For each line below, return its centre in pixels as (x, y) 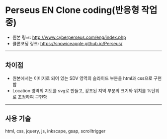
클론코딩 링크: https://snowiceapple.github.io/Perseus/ (67, 43)
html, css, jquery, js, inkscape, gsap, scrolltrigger (55, 131)
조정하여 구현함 (32, 97)
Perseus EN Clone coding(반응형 (72, 10)
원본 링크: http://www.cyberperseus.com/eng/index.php (69, 37)
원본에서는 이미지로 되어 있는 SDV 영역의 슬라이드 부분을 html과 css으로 (82, 78)
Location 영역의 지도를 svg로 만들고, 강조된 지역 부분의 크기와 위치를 (79, 90)
